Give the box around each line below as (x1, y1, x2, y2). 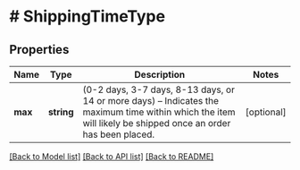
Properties (9, 42, 70, 57)
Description (134, 69, 186, 81)
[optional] (245, 106, 287, 118)
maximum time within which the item (82, 106, 236, 118)
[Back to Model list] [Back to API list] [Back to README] (9, 151, 214, 162)
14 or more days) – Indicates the (82, 95, 220, 106)
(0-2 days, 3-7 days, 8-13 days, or (82, 83, 235, 96)
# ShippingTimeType (9, 6, 166, 27)
